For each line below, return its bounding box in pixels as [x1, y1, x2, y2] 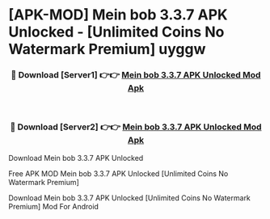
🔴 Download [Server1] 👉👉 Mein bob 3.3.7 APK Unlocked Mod [11, 69, 261, 81]
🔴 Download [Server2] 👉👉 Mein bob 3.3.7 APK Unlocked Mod [10, 121, 262, 133]
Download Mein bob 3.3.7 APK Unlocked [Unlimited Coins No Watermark [8, 192, 251, 203]
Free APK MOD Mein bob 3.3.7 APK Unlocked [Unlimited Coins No [8, 168, 229, 179]
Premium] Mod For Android [8, 201, 99, 211]
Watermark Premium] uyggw [8, 40, 206, 58]
